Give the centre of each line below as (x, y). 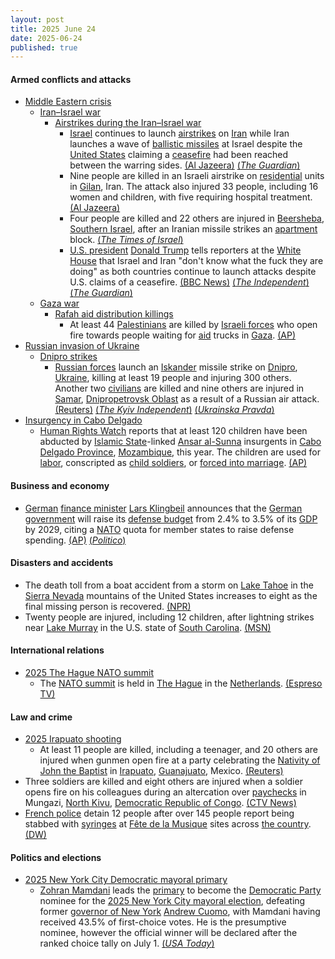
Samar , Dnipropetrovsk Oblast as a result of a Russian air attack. (187, 399)
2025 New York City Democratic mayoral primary (126, 880)
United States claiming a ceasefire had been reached (179, 155)
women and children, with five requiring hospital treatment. (191, 197)
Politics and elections (56, 857)
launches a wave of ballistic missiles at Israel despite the (186, 144)
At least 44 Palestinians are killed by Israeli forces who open (193, 325)
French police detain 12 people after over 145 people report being (159, 813)
